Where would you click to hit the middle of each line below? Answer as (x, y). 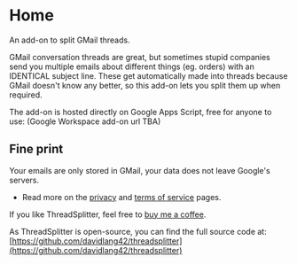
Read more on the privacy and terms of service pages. (121, 197)
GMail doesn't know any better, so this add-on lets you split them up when (145, 85)
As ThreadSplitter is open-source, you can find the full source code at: (138, 231)
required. (26, 95)
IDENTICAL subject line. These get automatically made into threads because (148, 75)
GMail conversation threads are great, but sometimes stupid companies (140, 57)
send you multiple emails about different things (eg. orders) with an (132, 66)
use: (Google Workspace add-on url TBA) (85, 121)
